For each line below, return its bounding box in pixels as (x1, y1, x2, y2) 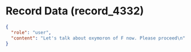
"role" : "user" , (11, 29, 51, 35)
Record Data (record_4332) (5, 4, 144, 18)
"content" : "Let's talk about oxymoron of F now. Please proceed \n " (11, 35, 186, 41)
